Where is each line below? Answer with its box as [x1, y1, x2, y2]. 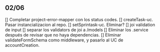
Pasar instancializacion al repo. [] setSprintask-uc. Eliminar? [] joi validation [5, 22, 155, 27]
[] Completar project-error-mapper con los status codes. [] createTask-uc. [5, 16, 154, 22]
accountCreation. [5, 42, 40, 48]
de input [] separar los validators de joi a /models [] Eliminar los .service [5, 26, 149, 33]
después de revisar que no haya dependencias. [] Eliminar [5, 32, 121, 38]
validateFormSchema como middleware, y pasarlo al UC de [5, 37, 124, 43]
